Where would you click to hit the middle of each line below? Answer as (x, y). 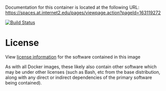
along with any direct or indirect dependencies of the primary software (79, 77)
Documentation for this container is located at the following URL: (72, 7)
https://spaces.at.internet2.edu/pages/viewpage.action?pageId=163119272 (83, 13)
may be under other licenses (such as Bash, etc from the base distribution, (83, 72)
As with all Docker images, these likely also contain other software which (81, 66)
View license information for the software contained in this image (73, 57)
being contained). (23, 82)
